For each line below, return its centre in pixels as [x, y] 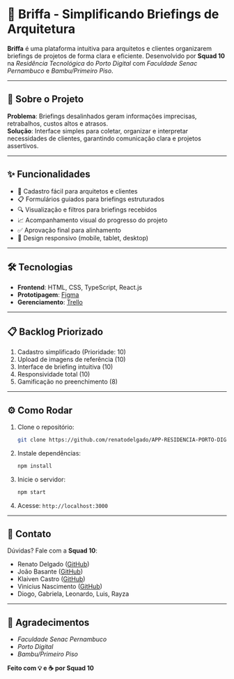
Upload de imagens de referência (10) [71, 360]
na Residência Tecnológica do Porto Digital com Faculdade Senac [102, 63]
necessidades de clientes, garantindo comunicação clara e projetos [104, 138]
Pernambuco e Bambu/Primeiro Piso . [60, 71]
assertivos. [23, 145]
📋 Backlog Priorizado [55, 331]
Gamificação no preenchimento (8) [68, 382]
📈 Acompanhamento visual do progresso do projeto [92, 220]
